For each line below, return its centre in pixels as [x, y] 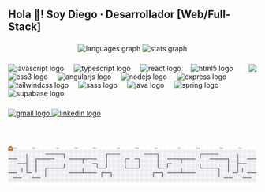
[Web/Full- [204, 15]
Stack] [25, 27]
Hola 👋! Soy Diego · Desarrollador [91, 15]
